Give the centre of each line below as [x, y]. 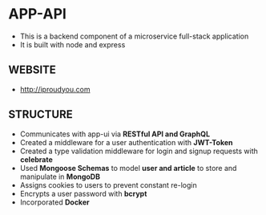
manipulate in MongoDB [60, 176]
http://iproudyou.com [55, 89]
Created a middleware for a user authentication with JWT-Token [127, 142]
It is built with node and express [73, 44]
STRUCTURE [41, 114]
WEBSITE [32, 70]
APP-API [37, 14]
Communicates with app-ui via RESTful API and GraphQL [115, 134]
